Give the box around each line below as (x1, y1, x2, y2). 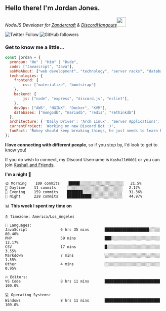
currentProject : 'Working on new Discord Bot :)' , (9, 124, 116, 129)
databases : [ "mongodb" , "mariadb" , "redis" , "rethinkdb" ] (14, 110, 136, 115)
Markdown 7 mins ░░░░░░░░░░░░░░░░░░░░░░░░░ (5, 253, 161, 258)
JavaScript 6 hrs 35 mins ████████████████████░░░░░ (5, 227, 161, 232)
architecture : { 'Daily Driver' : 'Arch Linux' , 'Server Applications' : (9, 119, 161, 124)
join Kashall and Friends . (5, 162, 55, 168)
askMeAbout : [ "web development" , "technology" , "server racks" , (9, 69, 145, 73)
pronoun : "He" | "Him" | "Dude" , (9, 59, 79, 65)
